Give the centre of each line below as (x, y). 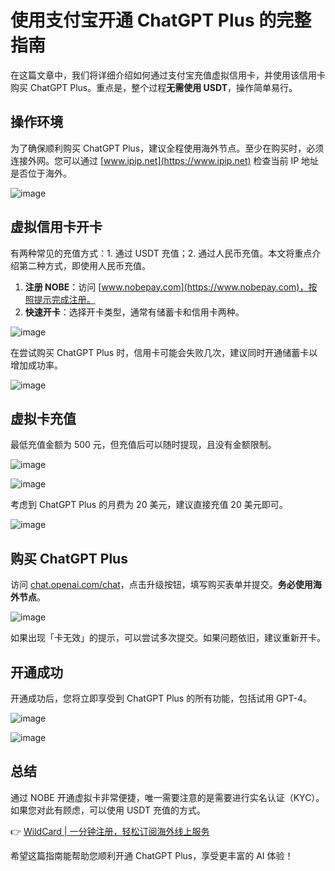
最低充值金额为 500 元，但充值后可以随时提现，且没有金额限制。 (143, 445)
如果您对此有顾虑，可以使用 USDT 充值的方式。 (108, 810)
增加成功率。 (36, 365)
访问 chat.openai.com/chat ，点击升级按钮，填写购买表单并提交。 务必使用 (161, 585)
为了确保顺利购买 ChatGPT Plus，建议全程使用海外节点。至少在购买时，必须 (167, 148)
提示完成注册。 (64, 299)
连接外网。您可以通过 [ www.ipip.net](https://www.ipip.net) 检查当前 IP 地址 (165, 160)
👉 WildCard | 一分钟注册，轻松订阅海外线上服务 (110, 831)
